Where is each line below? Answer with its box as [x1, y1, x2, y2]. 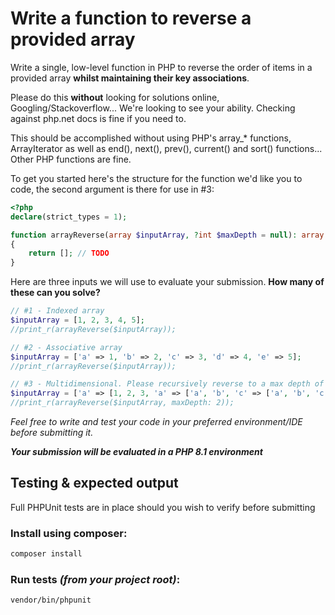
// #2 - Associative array [10, 342, 123, 352]
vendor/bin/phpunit [10, 595, 92, 606]
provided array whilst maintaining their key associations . [10, 72, 250, 84]
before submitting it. [10, 427, 94, 439]
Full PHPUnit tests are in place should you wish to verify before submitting [10, 501, 316, 513]
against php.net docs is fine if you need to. [10, 112, 187, 124]
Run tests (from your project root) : [10, 572, 181, 586]
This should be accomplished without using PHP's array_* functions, [10, 132, 292, 144]
